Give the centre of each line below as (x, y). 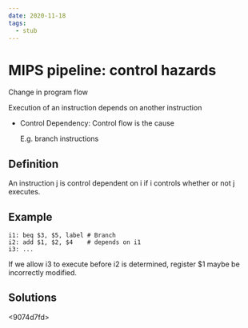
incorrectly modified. (43, 272)
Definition (33, 164)
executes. (24, 192)
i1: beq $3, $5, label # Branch (62, 235)
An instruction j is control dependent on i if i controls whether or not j (122, 183)
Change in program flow (48, 92)
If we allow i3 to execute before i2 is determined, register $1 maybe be (124, 264)
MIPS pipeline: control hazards (112, 70)
